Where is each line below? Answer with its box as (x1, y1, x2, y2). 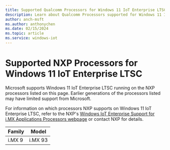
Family (8, 128, 24, 135)
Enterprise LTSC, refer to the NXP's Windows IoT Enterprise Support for (5, 111, 155, 117)
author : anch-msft (5, 17, 44, 22)
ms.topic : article (5, 31, 44, 36)
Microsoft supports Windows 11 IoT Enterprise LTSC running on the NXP (5, 84, 155, 91)
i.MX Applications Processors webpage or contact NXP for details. (5, 116, 144, 122)
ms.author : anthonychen (5, 21, 56, 27)
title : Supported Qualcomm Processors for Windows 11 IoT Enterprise (5, 7, 155, 13)
